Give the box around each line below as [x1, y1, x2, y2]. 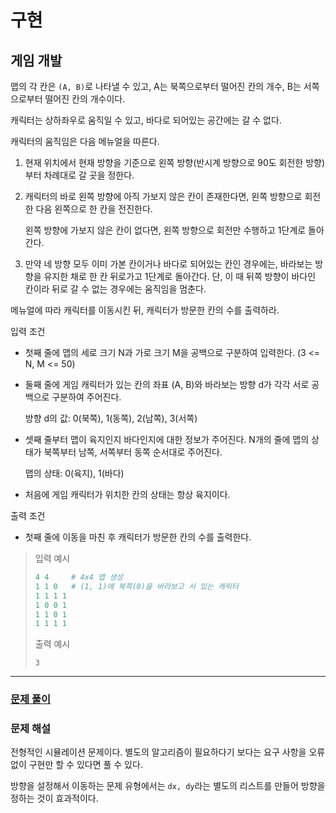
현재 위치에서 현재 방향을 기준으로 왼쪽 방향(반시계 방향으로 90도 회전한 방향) [24, 157, 326, 168]
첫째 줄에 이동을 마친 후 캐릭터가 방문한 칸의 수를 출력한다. [24, 531, 252, 543]
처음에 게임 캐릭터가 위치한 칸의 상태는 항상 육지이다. [24, 489, 231, 500]
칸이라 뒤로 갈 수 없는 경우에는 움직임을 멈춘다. [24, 283, 207, 295]
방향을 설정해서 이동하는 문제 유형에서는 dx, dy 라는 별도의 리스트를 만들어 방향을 [10, 780, 326, 792]
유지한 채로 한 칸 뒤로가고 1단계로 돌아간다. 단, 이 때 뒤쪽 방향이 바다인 [43, 271, 317, 282]
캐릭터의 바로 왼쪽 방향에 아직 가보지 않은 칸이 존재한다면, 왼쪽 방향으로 [24, 191, 303, 202]
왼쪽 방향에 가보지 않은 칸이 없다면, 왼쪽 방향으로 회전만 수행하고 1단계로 [24, 224, 307, 236]
